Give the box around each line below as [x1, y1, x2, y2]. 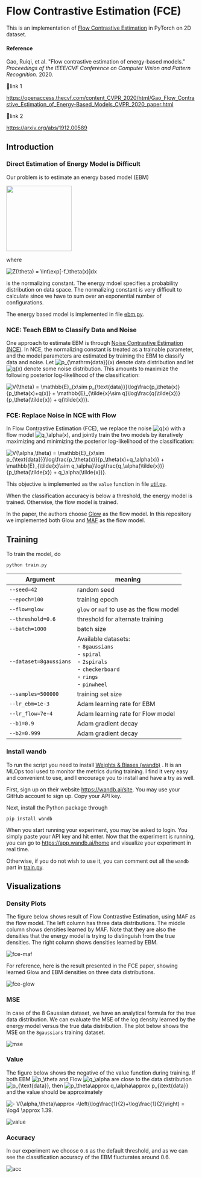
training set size [77, 690, 122, 698]
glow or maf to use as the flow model [77, 605, 179, 614]
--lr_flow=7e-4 [9, 710, 53, 718]
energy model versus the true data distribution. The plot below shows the [6, 1022, 189, 1029]
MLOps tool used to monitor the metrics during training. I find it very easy [6, 767, 189, 775]
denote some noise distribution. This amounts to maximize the [24, 365, 178, 373]
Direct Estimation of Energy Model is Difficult [6, 160, 140, 168]
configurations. [6, 298, 44, 306]
